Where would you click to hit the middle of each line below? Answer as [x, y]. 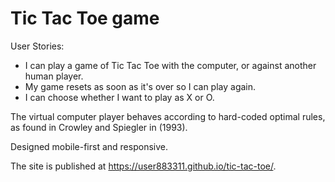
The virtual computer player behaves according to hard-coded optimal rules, [168, 116]
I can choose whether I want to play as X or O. [119, 97]
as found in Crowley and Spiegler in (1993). [99, 127]
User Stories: [37, 46]
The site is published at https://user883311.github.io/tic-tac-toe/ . [143, 166]
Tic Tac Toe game [85, 18]
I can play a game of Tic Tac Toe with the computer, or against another [170, 65]
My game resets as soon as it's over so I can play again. [140, 86]
